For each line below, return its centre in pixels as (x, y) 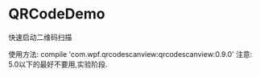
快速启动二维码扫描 (40, 37)
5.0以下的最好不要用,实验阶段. (58, 64)
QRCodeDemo (57, 14)
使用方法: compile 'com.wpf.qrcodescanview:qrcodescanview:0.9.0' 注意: (130, 54)
